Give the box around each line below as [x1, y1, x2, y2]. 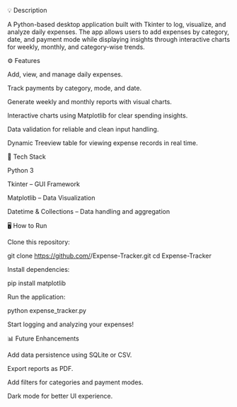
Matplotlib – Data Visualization [7, 194, 96, 202]
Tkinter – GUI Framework [7, 180, 80, 188]
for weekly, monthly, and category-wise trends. [7, 42, 145, 51]
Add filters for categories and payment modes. [7, 378, 144, 386]
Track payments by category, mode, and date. [7, 84, 142, 92]
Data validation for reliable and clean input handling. [7, 125, 159, 133]
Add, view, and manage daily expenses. [7, 70, 123, 79]
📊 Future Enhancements [7, 334, 79, 343]
